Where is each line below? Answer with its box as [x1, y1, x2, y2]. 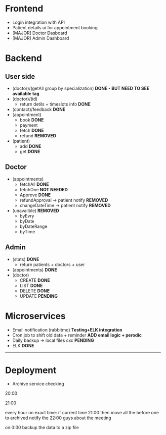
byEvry [19, 213, 35, 218]
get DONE [19, 148, 41, 154]
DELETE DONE [19, 288, 50, 294]
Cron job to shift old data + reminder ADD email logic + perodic [12, 332, 142, 338]
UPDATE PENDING [19, 293, 58, 299]
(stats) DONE [12, 256, 40, 262]
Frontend [5, 3, 43, 14]
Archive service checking [12, 381, 64, 387]
